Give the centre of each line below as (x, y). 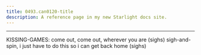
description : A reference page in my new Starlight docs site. (87, 17)
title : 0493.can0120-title (40, 12)
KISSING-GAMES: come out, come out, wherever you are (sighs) (86, 40)
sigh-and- (179, 40)
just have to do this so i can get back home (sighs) (84, 46)
